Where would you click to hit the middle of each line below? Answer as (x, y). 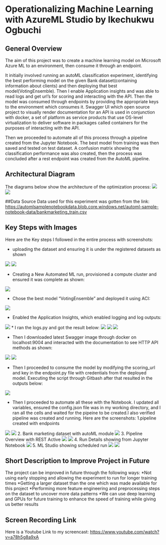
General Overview (34, 48)
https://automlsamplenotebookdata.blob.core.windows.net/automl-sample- (82, 206)
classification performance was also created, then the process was (74, 153)
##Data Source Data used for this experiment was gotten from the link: (77, 201)
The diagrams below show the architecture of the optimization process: (78, 186)
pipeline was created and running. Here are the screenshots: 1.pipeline (84, 418)
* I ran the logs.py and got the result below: (55, 327)
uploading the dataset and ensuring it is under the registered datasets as (86, 249)
